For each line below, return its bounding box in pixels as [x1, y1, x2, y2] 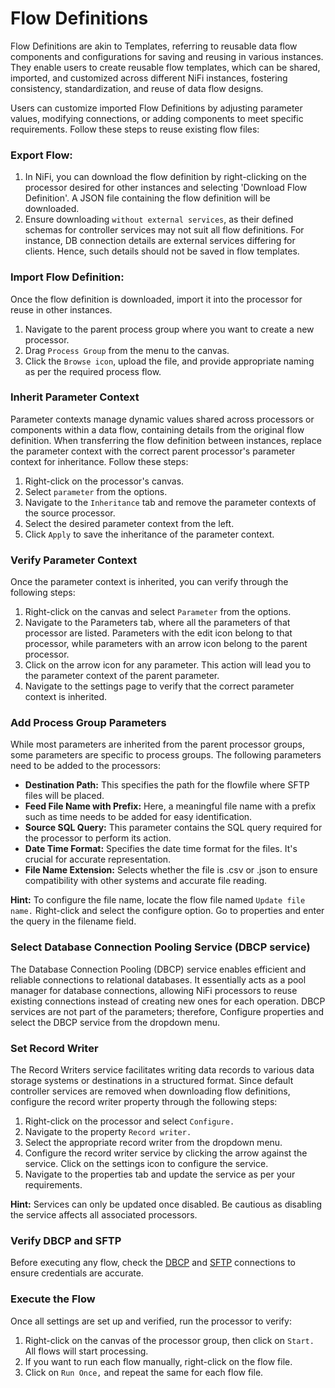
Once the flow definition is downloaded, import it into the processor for [10, 293, 303, 305]
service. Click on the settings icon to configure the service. [24, 1158, 269, 1170]
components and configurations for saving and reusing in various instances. [10, 50, 324, 62]
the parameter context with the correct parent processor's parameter [10, 445, 296, 457]
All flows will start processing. [24, 1345, 149, 1357]
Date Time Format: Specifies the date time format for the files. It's [24, 843, 298, 855]
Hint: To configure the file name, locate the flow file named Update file [10, 894, 306, 906]
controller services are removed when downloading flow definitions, [10, 1085, 291, 1097]
